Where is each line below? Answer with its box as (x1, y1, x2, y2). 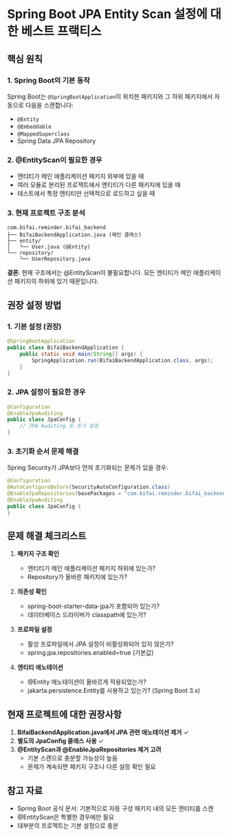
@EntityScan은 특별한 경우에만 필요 (16, 813, 115, 822)
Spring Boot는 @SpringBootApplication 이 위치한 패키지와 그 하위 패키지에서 (7, 92, 213, 101)
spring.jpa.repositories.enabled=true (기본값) (27, 649, 154, 657)
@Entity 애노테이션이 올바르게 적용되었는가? (27, 678, 146, 686)
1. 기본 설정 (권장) (7, 322, 62, 331)
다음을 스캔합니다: (25, 101, 74, 109)
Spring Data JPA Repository (16, 136, 96, 145)
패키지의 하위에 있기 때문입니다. (14, 277, 99, 286)
